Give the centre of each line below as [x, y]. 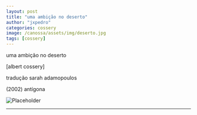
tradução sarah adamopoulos [42, 78]
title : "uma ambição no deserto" [47, 17]
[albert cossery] [26, 67]
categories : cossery [31, 28]
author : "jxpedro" [28, 22]
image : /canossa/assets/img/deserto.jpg [56, 33]
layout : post [22, 11]
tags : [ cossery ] [26, 39]
